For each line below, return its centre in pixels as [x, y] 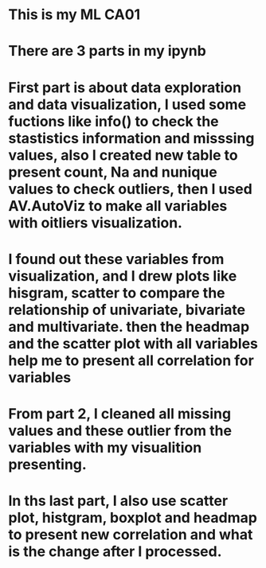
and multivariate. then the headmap [129, 327]
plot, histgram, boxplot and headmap [133, 518]
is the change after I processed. [115, 552]
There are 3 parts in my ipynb [108, 51]
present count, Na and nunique [113, 172]
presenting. [48, 464]
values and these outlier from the [120, 430]
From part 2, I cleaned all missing [120, 413]
